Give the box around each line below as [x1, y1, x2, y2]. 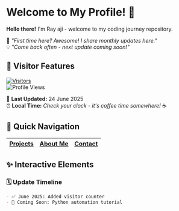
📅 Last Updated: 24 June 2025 [6, 95, 84, 102]
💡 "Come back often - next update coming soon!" [6, 43, 130, 50]
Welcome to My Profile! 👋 [6, 5, 136, 19]
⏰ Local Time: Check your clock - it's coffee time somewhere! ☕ [6, 102, 167, 109]
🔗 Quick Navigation [6, 121, 80, 132]
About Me [39, 139, 69, 148]
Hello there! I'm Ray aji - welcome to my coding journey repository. [6, 25, 173, 32]
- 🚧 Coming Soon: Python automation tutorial [6, 200, 122, 206]
